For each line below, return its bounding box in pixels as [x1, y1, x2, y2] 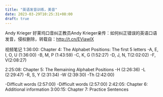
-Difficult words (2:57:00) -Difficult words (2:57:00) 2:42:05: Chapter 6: [5, 81, 148, 87]
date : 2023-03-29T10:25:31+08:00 [5, 12, 73, 17]
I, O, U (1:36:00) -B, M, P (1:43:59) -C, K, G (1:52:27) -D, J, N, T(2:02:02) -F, [5, 52, 156, 58]
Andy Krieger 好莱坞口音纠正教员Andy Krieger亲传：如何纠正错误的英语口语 [5, 30, 157, 36]
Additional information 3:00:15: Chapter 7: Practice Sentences [5, 86, 129, 93]
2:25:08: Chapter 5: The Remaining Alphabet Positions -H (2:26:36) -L [5, 67, 146, 73]
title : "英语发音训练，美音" [5, 7, 57, 12]
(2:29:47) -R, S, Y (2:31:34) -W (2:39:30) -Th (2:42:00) [5, 72, 115, 78]
